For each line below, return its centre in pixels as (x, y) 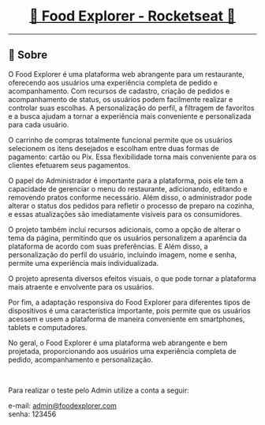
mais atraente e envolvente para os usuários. (81, 286)
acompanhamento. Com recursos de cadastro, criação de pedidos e (119, 91)
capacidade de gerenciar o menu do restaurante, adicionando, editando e (128, 188)
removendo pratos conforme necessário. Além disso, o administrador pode (130, 197)
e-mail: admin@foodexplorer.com (62, 405)
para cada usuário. (39, 124)
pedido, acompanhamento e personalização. (81, 359)
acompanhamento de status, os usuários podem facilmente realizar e (121, 99)
